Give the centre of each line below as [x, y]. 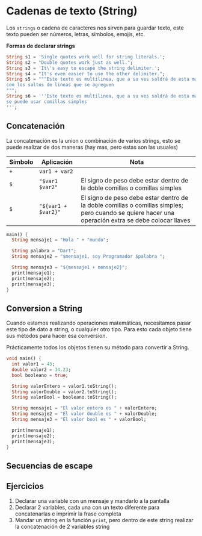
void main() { [24, 359]
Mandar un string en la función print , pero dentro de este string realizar [104, 520]
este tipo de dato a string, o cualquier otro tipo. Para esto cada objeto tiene [99, 329]
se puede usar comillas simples [47, 101]
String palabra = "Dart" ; [44, 251]
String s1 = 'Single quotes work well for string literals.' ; [86, 57]
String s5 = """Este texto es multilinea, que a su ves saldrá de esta [98, 79]
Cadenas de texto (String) [72, 11]
